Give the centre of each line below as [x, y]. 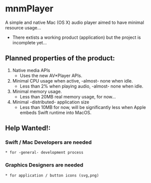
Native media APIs [31, 70]
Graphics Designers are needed [44, 165]
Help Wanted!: [28, 128]
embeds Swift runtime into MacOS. [56, 112]
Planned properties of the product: [60, 58]
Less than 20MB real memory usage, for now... [68, 96]
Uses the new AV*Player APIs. [51, 76]
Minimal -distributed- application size [51, 102]
